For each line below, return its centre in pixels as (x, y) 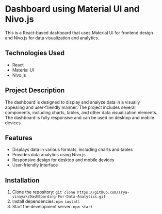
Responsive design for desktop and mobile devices (63, 160)
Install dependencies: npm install (46, 201)
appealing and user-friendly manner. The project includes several (70, 107)
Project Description (35, 91)
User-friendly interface (35, 165)
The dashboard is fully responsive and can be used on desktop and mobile (80, 117)
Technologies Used (35, 53)
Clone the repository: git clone (43, 192)
